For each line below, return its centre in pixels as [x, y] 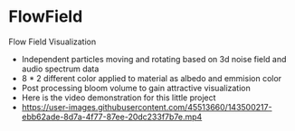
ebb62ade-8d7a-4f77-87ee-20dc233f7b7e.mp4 [112, 117]
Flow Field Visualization [52, 42]
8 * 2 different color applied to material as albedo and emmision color [152, 78]
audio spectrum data [60, 69]
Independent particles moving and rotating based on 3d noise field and [154, 59]
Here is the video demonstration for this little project [119, 98]
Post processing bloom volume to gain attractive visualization [136, 88]
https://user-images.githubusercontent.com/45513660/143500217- [147, 107]
